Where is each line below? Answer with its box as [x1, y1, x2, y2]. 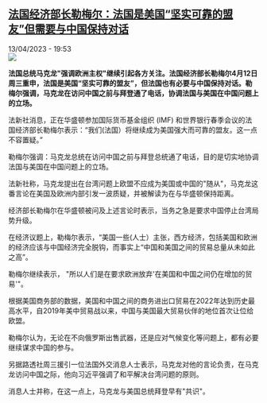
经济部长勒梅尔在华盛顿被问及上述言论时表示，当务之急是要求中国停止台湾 [8, 205, 252, 215]
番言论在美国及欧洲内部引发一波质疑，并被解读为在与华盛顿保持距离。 [8, 188, 238, 198]
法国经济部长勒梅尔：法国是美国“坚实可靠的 [8, 7, 223, 21]
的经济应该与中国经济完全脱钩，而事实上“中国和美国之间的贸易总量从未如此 [8, 242, 256, 252]
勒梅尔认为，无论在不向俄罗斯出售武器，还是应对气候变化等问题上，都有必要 [8, 332, 259, 342]
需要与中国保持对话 [34, 22, 130, 36]
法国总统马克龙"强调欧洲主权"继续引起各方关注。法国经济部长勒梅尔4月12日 [8, 68, 258, 78]
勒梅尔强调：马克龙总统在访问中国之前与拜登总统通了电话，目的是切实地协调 [8, 152, 259, 161]
